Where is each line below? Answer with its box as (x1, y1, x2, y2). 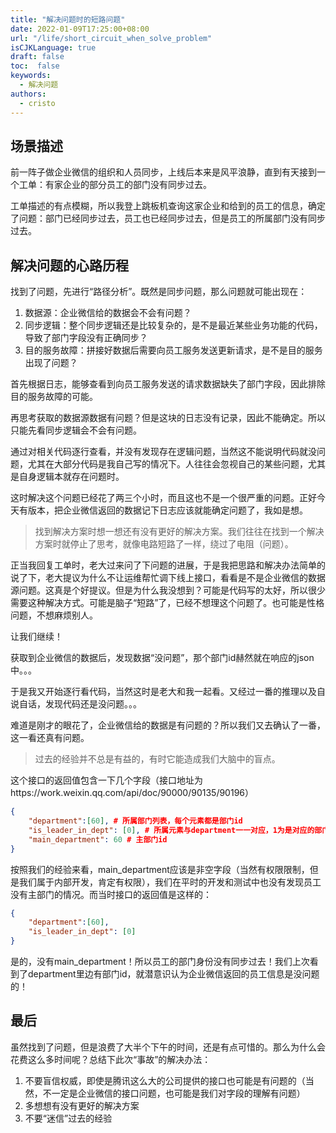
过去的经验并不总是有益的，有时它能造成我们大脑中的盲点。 (34, 753, 281, 765)
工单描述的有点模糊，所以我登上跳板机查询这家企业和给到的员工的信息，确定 (10, 200, 326, 212)
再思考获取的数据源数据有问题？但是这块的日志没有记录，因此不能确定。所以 (10, 412, 326, 424)
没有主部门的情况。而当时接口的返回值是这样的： (10, 888, 212, 900)
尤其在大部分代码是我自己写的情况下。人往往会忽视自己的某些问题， (27, 458, 308, 470)
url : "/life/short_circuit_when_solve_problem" (10, 33, 213, 43)
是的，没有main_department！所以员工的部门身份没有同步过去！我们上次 (10, 956, 310, 967)
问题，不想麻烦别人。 (10, 609, 98, 621)
